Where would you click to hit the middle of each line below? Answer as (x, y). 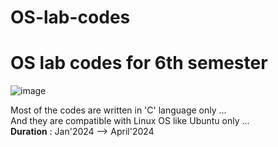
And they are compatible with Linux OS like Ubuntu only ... (130, 121)
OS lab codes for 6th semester (139, 63)
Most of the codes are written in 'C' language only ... (118, 110)
